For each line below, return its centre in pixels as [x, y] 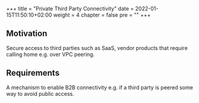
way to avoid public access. [40, 93]
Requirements [33, 73]
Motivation [27, 34]
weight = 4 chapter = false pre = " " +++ [102, 15]
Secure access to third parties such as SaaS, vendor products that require [97, 48]
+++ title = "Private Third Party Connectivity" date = [70, 9]
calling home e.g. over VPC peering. [51, 54]
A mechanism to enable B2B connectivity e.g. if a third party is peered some [100, 87]
